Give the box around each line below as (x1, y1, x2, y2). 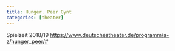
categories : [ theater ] (6, 15, 64, 21)
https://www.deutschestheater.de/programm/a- (50, 31, 170, 38)
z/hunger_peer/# (6, 38, 49, 45)
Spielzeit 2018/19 (6, 31, 49, 38)
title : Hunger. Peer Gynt (6, 8, 72, 15)
